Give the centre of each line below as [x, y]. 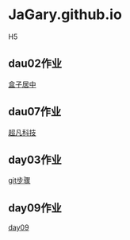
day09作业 [35, 208]
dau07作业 [35, 112]
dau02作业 [35, 64]
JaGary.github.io [65, 15]
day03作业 [35, 159]
